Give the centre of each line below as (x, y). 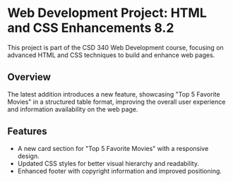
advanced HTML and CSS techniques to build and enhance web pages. (111, 55)
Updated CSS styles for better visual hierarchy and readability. (108, 163)
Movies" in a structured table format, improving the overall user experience (116, 102)
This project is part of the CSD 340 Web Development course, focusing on (115, 47)
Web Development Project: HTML (107, 13)
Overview (29, 77)
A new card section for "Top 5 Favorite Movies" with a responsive (113, 148)
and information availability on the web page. (73, 109)
